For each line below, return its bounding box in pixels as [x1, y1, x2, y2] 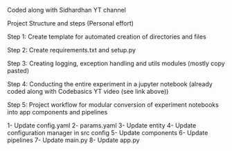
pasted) [7, 67, 30, 74]
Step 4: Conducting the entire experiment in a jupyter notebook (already [7, 80, 213, 88]
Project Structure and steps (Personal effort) [7, 19, 134, 27]
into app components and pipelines [7, 108, 108, 116]
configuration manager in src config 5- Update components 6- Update [7, 129, 208, 137]
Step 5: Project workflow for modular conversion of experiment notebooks [7, 101, 220, 109]
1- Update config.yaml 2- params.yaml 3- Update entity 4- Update [7, 121, 197, 130]
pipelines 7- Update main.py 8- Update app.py [7, 136, 140, 144]
